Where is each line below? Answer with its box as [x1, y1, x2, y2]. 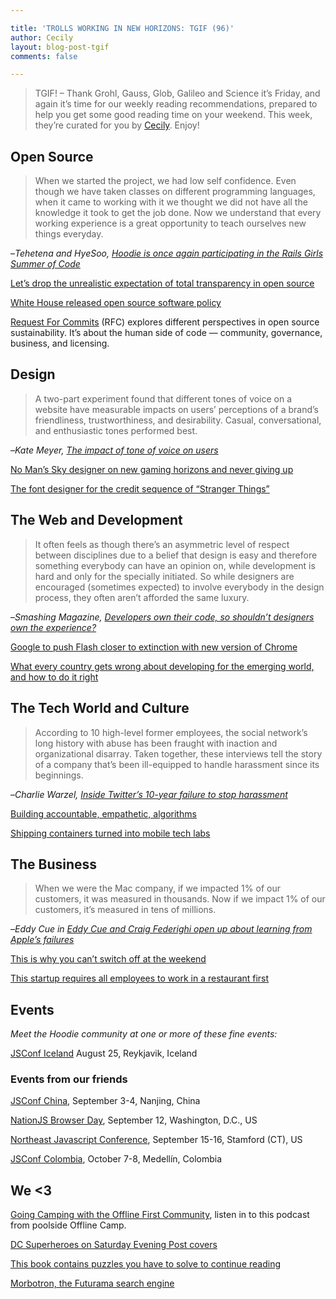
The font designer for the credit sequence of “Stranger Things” [10, 482, 270, 495]
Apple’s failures [10, 934, 75, 946]
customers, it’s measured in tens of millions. [34, 904, 217, 916]
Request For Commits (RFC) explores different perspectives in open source [10, 316, 320, 328]
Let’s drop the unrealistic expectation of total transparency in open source [10, 277, 315, 290]
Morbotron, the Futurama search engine [10, 1277, 175, 1290]
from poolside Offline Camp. [10, 1219, 127, 1231]
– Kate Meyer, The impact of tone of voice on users [10, 444, 219, 456]
